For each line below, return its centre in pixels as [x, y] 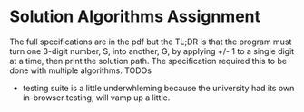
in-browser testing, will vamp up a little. [96, 98]
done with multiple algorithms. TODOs [81, 70]
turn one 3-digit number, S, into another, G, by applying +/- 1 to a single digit [152, 51]
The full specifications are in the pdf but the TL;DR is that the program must [151, 42]
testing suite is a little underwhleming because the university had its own [158, 88]
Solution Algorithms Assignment [135, 17]
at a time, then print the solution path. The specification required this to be [148, 61]
